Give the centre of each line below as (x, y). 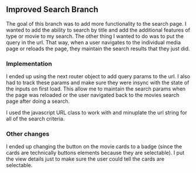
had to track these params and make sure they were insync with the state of (98, 83)
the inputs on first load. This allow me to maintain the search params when (96, 89)
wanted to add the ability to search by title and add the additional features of (98, 30)
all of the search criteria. (35, 119)
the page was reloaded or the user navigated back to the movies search (93, 95)
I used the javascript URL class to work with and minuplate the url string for (97, 113)
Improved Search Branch (52, 10)
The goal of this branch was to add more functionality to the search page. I (96, 23)
